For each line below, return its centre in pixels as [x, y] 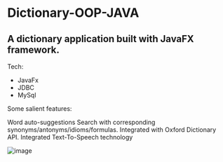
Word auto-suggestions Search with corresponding [81, 122]
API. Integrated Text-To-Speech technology [70, 137]
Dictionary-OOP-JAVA [73, 13]
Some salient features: [40, 109]
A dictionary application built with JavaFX [101, 39]
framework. [33, 49]
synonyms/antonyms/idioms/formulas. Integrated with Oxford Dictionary [112, 130]
